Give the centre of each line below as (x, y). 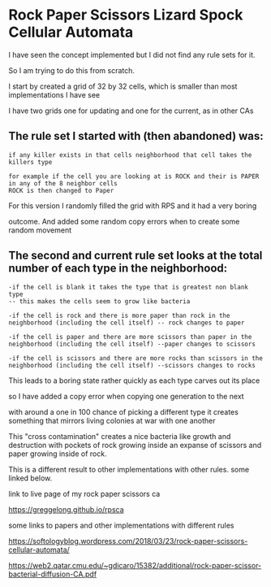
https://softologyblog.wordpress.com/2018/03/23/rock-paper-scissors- (128, 541)
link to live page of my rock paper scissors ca (84, 494)
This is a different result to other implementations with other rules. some (129, 469)
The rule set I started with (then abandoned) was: (136, 136)
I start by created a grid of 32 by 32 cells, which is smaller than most (123, 86)
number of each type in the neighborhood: (118, 269)
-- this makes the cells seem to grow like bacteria (99, 301)
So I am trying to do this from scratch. (72, 70)
